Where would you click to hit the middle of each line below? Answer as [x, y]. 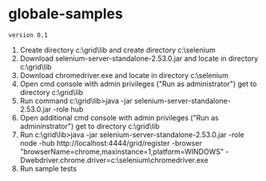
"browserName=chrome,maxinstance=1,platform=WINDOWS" [122, 151]
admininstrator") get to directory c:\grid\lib [89, 126]
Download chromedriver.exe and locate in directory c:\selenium [124, 75]
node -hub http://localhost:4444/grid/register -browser [111, 143]
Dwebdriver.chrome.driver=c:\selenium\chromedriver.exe [114, 159]
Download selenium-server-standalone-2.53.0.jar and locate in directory [139, 58]
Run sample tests [48, 168]
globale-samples [66, 14]
